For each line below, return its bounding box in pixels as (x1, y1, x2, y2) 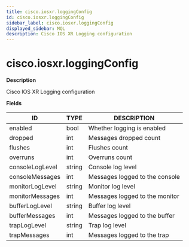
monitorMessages (9, 192, 60, 200)
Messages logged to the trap (88, 231, 169, 239)
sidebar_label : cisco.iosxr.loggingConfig (6, 20, 114, 26)
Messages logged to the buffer (88, 212, 175, 220)
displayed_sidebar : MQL (6, 25, 66, 32)
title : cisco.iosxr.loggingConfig (6, 8, 93, 15)
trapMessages (9, 231, 50, 239)
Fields (6, 100, 22, 107)
